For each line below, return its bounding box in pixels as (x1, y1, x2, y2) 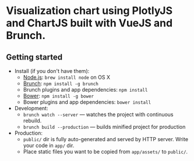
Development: (14, 105, 48, 111)
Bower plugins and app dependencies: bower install (23, 99, 151, 106)
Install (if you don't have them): (14, 68, 90, 74)
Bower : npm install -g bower (23, 92, 94, 99)
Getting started (6, 52, 63, 62)
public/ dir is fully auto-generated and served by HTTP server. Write (23, 136, 188, 142)
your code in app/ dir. (23, 142, 75, 149)
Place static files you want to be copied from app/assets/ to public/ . (23, 148, 188, 155)
